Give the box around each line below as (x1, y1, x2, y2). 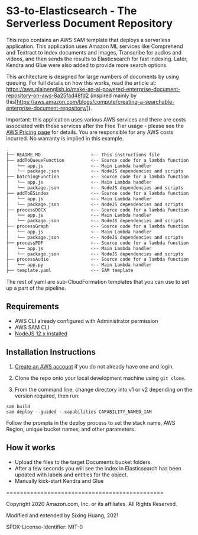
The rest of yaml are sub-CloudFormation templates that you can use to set (6, 278, 190, 286)
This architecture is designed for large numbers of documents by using (6, 73, 179, 80)
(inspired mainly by (90, 92, 137, 99)
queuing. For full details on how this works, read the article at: (6, 79, 157, 87)
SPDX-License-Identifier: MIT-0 (6, 523, 83, 530)
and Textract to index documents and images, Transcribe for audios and (6, 49, 182, 56)
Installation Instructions (6, 347, 96, 357)
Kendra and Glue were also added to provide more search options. (6, 61, 168, 69)
